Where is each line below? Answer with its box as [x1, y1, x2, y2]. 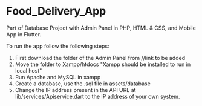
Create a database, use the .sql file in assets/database [15, 80, 151, 87]
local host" [15, 67, 42, 74]
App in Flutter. [6, 30, 41, 38]
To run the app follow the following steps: [6, 42, 110, 50]
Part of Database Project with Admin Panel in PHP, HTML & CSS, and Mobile [6, 24, 197, 31]
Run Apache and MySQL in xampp [15, 73, 101, 81]
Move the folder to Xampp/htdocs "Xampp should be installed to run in [15, 61, 191, 68]
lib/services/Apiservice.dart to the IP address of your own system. [15, 93, 180, 100]
